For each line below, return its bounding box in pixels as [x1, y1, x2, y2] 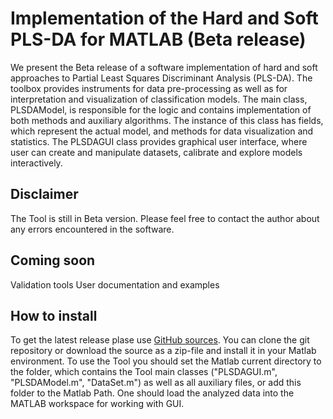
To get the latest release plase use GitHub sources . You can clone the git [10, 334, 310, 346]
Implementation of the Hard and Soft [10, 7, 319, 30]
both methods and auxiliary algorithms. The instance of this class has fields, [10, 114, 324, 126]
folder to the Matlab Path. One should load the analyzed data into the [10, 387, 295, 399]
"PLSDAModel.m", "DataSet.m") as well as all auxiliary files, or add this [10, 377, 302, 389]
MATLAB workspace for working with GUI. [10, 398, 185, 410]
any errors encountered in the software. [10, 223, 175, 235]
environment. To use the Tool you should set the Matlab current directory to [10, 355, 322, 367]
